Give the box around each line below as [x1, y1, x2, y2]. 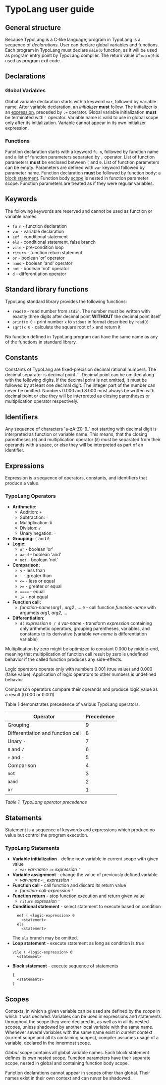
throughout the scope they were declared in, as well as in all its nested [5, 1019, 149, 1025]
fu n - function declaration [12, 223, 67, 229]
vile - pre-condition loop [12, 244, 64, 250]
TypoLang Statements [5, 845, 59, 852]
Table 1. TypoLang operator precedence [5, 799, 87, 805]
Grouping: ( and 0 [12, 536, 50, 542]
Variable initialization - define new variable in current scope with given [12, 856, 159, 862]
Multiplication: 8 [19, 520, 53, 526]
